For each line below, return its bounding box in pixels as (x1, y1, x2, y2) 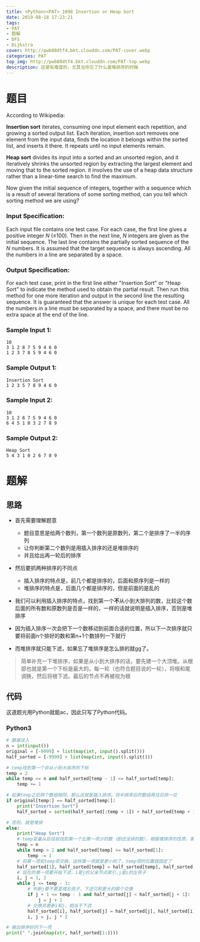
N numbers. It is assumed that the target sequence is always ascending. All (6, 244, 190, 252)
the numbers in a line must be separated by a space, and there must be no (6, 305, 189, 312)
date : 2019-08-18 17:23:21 (6, 14, 73, 20)
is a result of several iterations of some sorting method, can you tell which (6, 191, 187, 198)
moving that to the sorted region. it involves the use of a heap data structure (6, 166, 193, 173)
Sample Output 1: (6, 364, 57, 372)
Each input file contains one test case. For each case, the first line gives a (6, 225, 187, 233)
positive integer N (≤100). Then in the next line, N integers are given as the (6, 232, 189, 239)
